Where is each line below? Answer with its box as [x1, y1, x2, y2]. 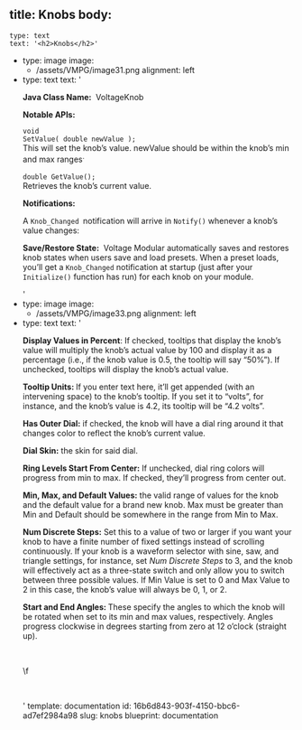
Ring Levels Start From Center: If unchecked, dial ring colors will [22, 463, 265, 473]
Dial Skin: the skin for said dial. [22, 445, 138, 456]
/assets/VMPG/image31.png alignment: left [35, 64, 196, 75]
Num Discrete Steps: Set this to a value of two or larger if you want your [22, 527, 292, 538]
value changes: [22, 225, 79, 236]
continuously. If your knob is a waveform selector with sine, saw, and [22, 546, 279, 557]
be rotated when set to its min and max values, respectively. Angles [22, 612, 273, 622]
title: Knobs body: [9, 7, 113, 23]
